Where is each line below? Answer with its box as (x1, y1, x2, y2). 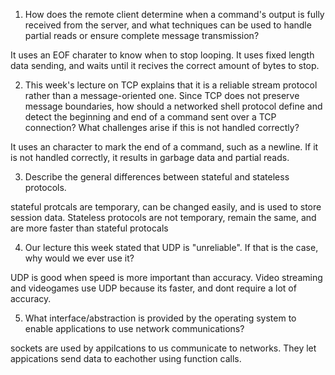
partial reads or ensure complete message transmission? (24, 30, 260, 41)
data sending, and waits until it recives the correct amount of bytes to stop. (10, 60, 320, 71)
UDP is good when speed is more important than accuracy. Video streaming (10, 272, 323, 283)
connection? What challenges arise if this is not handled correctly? (24, 122, 300, 133)
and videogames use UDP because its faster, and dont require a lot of (10, 282, 297, 294)
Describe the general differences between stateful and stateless (24, 171, 290, 183)
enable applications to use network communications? (24, 323, 245, 334)
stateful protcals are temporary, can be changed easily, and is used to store (10, 201, 322, 213)
